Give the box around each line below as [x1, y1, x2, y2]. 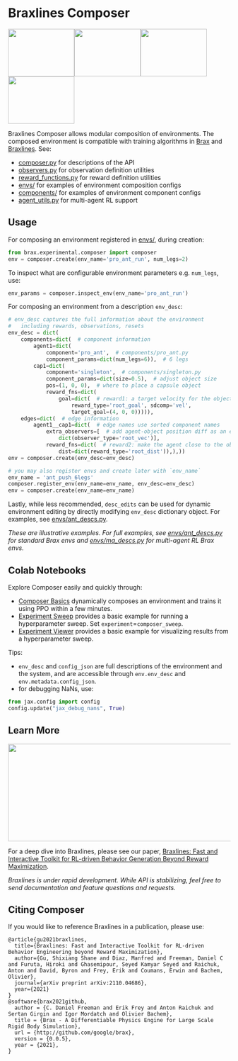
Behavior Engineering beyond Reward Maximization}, [8, 948, 163, 956]
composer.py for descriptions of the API [18, 158, 135, 167]
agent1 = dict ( [33, 342, 72, 349]
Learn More [8, 724, 60, 736]
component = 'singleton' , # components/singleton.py [45, 369, 201, 376]
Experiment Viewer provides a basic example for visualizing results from [18, 627, 229, 635]
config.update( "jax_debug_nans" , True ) [8, 704, 126, 712]
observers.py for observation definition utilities [18, 165, 155, 174]
